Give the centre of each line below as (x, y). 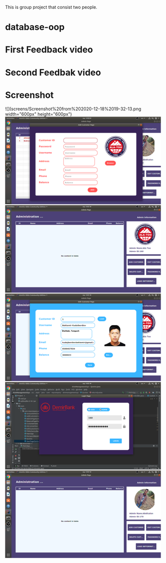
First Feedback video (49, 50)
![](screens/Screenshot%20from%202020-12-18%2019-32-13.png (73, 109)
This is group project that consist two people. (51, 7)
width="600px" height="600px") (39, 114)
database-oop (35, 27)
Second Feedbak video (53, 72)
